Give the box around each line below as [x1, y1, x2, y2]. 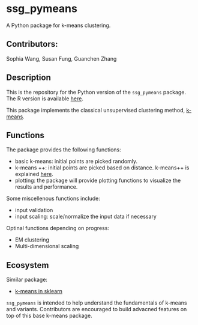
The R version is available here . [6, 95, 84, 102]
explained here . [14, 171, 54, 178]
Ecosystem [6, 260, 49, 270]
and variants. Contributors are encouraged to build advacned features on [6, 306, 187, 313]
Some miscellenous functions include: [6, 195, 100, 202]
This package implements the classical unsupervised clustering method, [6, 106, 185, 114]
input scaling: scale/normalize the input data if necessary [14, 213, 157, 220]
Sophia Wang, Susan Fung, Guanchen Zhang [6, 55, 117, 62]
